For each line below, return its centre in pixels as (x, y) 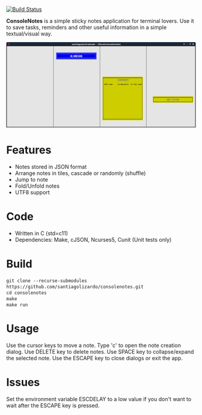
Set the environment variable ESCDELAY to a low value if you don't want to (99, 399)
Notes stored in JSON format (51, 167)
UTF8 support (32, 192)
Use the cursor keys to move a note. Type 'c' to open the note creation (94, 345)
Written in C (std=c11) (41, 233)
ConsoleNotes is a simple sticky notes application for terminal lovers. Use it (100, 21)
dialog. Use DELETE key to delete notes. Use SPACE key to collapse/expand (100, 351)
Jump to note (31, 179)
